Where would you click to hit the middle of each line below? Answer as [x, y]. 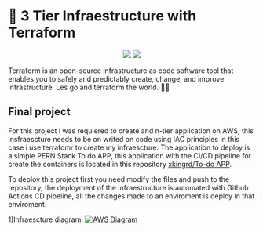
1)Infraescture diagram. [46, 219]
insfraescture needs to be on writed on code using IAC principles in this [124, 139]
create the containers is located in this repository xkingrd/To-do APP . [120, 164]
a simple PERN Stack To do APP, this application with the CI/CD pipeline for [130, 155]
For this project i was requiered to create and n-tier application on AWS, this [131, 130]
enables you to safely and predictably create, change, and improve [116, 78]
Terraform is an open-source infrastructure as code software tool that [121, 71]
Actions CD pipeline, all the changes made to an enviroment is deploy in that [131, 196]
